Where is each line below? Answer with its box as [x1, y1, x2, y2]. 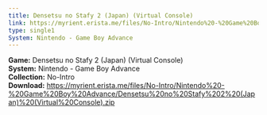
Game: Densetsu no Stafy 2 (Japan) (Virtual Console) [8, 56, 184, 65]
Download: [8, 81, 45, 90]
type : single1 [8, 26, 56, 34]
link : [8, 19, 26, 27]
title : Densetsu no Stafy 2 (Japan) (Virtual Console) [8, 11, 194, 20]
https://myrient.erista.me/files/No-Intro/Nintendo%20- [46, 81, 225, 90]
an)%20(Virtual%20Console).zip [8, 98, 115, 107]
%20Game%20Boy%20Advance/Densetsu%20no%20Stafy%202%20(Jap [8, 89, 256, 99]
